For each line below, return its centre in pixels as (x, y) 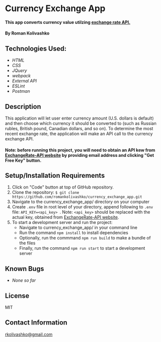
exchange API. (19, 139)
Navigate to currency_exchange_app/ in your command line (78, 228)
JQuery (20, 70)
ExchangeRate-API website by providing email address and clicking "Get (80, 155)
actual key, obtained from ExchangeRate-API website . (66, 217)
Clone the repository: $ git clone (46, 192)
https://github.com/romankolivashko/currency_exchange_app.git (77, 197)
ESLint (18, 86)
